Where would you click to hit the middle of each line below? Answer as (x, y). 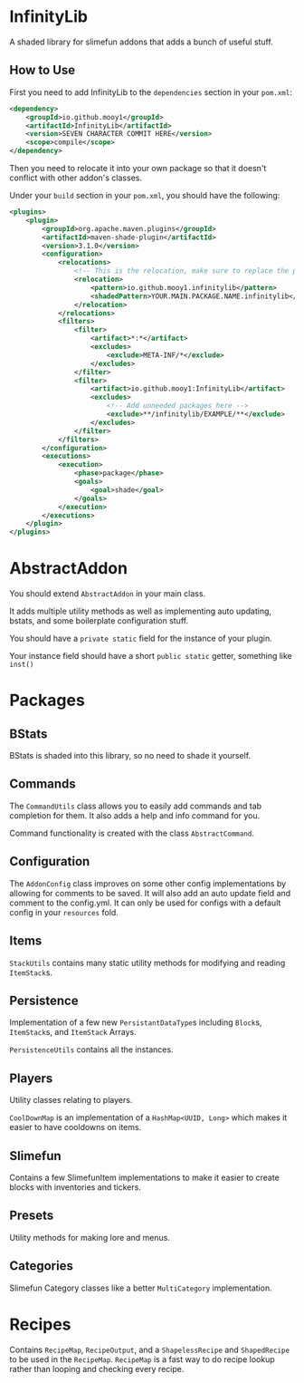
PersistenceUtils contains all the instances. (91, 1049)
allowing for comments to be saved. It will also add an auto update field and (150, 893)
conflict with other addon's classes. (76, 178)
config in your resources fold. (64, 912)
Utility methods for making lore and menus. (90, 1237)
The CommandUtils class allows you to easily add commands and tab (136, 806)
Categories (42, 1266)
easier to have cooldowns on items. (76, 1127)
